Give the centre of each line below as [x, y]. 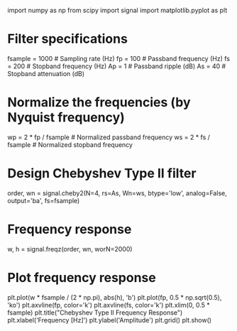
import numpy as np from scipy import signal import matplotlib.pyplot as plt [117, 10]
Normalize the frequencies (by [99, 103]
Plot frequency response [82, 277]
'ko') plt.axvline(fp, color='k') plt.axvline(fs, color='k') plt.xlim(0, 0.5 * [109, 305]
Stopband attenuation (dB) [46, 73]
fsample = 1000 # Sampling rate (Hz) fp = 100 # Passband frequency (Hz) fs [119, 58]
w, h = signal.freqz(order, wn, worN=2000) [70, 249]
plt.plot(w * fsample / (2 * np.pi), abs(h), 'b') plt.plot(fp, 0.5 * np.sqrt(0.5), [115, 297]
